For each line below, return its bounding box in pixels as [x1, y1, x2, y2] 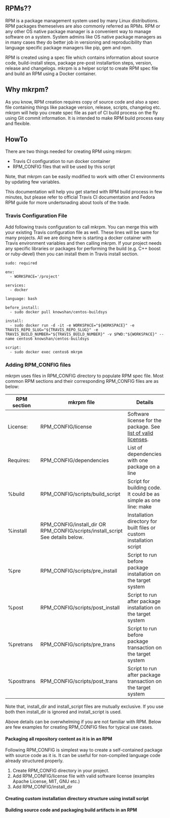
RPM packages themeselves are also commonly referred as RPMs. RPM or [5, 23, 160, 29]
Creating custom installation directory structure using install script [5, 795, 149, 801]
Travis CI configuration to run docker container [12, 158, 110, 165]
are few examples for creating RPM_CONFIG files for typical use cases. [5, 724, 153, 730]
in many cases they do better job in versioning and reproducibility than [5, 39, 153, 45]
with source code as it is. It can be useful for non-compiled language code [5, 752, 161, 759]
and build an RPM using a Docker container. [5, 71, 97, 77]
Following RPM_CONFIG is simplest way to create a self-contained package [5, 747, 163, 753]
